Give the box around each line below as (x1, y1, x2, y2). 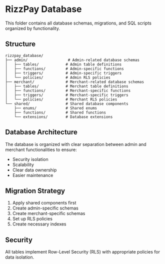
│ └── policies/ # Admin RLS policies (5, 75, 111, 80)
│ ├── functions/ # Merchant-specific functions (5, 88, 131, 93)
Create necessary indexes (12, 221, 66, 227)
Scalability (12, 161, 34, 167)
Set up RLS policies (12, 216, 52, 222)
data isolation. (5, 254, 34, 260)
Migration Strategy (5, 186, 65, 195)
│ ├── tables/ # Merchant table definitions (5, 83, 128, 88)
